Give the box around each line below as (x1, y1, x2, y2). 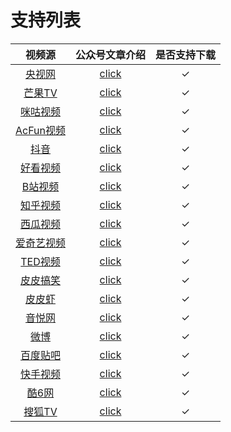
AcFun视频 (15, 123, 67, 137)
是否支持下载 (155, 47, 217, 61)
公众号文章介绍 (75, 47, 147, 61)
